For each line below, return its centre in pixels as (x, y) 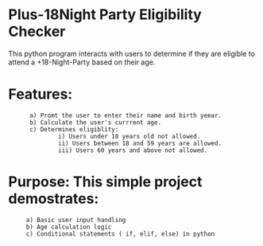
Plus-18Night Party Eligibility (105, 15)
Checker (37, 31)
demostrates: (54, 199)
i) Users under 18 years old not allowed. (130, 136)
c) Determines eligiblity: (74, 129)
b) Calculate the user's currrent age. (95, 122)
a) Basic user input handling (76, 220)
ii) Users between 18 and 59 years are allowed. (140, 143)
